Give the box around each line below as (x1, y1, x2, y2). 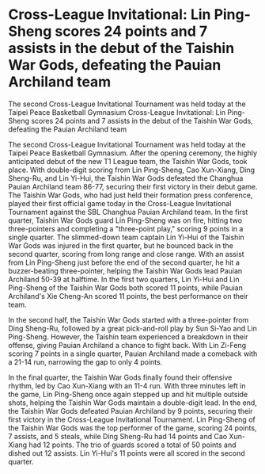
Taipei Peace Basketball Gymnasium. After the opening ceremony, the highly (8, 148, 258, 158)
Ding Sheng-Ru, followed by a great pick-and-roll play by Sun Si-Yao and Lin (8, 323, 257, 333)
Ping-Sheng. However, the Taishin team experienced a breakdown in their (8, 331, 248, 342)
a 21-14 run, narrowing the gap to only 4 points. (8, 357, 163, 366)
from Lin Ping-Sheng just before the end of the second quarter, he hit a (8, 258, 240, 267)
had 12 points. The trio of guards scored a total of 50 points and (28, 440, 237, 449)
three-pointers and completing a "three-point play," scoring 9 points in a (8, 224, 244, 233)
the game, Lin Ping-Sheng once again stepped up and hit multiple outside (8, 389, 248, 399)
